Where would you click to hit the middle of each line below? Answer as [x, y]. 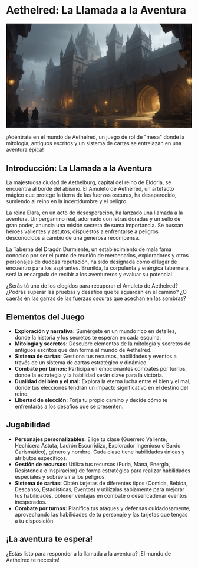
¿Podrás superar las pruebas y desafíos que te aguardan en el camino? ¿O [96, 292]
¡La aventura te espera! [49, 539]
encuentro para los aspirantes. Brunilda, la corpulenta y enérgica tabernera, [98, 268]
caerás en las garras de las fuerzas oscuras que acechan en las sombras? [96, 298]
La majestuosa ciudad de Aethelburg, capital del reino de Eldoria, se [89, 182]
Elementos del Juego [46, 317]
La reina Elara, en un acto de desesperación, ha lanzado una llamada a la [95, 213]
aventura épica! [25, 150]
